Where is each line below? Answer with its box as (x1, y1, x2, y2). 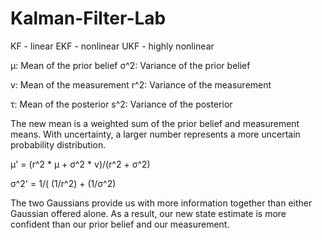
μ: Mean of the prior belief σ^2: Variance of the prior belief (10, 59, 251, 71)
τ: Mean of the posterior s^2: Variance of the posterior (10, 98, 233, 110)
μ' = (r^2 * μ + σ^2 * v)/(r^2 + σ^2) (10, 158, 151, 170)
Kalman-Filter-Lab (10, 7, 167, 30)
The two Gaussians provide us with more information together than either (10, 197, 313, 209)
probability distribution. (10, 138, 107, 151)
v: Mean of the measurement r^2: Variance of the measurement (10, 78, 272, 91)
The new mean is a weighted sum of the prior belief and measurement (10, 117, 300, 129)
